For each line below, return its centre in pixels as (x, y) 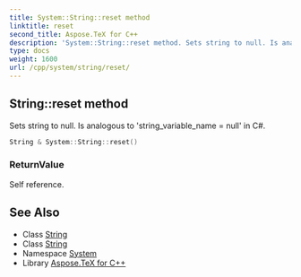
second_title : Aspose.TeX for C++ (74, 34)
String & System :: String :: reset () (74, 142)
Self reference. (37, 184)
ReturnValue (37, 165)
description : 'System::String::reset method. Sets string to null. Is (144, 43)
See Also (34, 213)
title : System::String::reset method (80, 17)
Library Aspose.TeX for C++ (74, 263)
